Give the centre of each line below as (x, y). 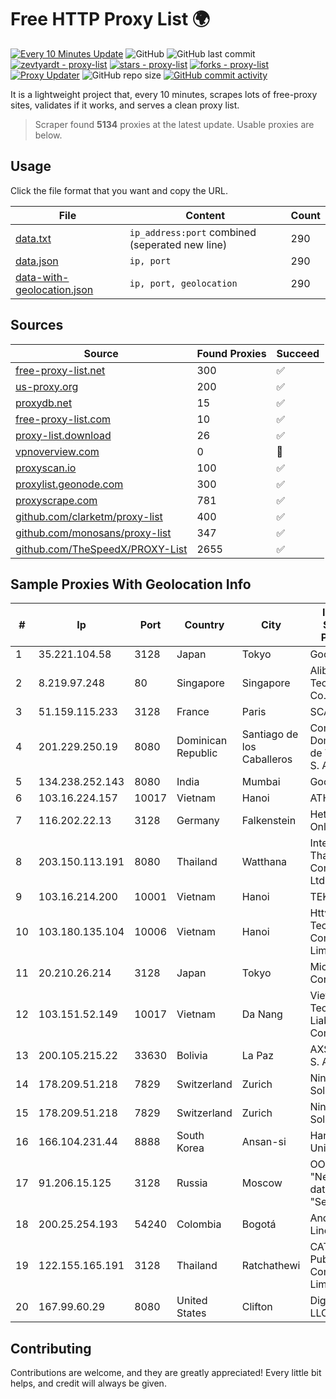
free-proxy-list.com (63, 419)
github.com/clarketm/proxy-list (89, 516)
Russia (192, 1183)
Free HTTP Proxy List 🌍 (110, 19)
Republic (197, 753)
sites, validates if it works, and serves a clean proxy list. (125, 105)
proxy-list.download (63, 435)
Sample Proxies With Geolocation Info (131, 584)
